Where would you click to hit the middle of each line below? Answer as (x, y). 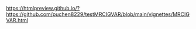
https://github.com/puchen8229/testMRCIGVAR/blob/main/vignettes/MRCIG (98, 14)
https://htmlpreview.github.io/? (43, 8)
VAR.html (17, 20)
